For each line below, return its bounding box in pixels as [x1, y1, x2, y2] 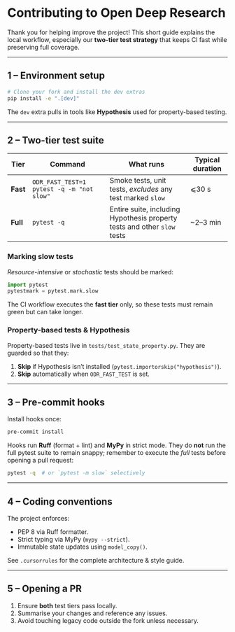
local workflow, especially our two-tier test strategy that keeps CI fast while [7, 35, 227, 43]
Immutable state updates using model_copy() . [17, 542, 148, 551]
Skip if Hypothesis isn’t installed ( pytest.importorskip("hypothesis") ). [17, 362, 222, 370]
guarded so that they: [7, 349, 69, 357]
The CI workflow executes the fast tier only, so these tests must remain [7, 300, 213, 309]
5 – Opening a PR [7, 583, 83, 595]
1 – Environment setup [7, 70, 105, 82]
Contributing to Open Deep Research [7, 5, 226, 21]
